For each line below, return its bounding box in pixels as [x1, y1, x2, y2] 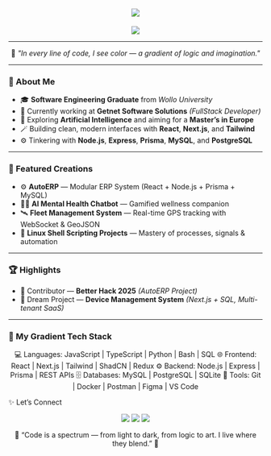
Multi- [237, 294, 258, 304]
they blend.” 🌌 [111, 439, 160, 449]
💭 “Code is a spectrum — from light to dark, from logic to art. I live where [15, 430, 256, 440]
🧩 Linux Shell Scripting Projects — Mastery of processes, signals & [19, 228, 246, 238]
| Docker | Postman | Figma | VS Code [72, 382, 199, 392]
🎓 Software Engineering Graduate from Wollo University [19, 95, 213, 105]
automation [19, 236, 58, 246]
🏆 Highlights [8, 264, 61, 276]
